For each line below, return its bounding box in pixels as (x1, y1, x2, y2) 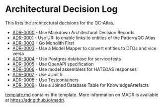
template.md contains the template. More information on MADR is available (5, 92, 159, 98)
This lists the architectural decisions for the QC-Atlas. (5, 20, 115, 26)
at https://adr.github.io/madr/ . (5, 97, 66, 103)
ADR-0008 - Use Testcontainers (12, 77, 79, 83)
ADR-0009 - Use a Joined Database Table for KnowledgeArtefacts (12, 82, 149, 88)
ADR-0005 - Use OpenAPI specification (12, 61, 94, 67)
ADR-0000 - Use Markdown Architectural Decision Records (12, 29, 135, 35)
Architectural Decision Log (5, 3, 118, 15)
